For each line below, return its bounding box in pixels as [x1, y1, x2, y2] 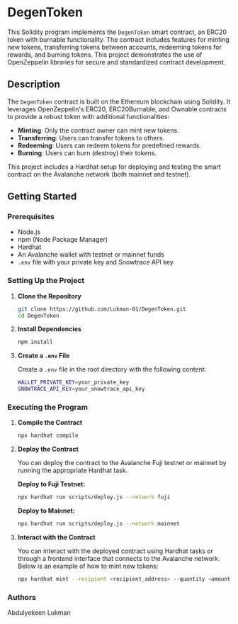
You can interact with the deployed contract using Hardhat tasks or [17, 547, 214, 555]
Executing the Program [7, 402, 89, 412]
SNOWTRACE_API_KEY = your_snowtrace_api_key [17, 386, 145, 393]
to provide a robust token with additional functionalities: [7, 112, 170, 121]
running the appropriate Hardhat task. [17, 466, 128, 475]
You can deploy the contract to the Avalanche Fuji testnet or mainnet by [17, 459, 227, 467]
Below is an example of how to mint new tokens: [17, 562, 159, 571]
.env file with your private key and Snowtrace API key [17, 258, 174, 267]
